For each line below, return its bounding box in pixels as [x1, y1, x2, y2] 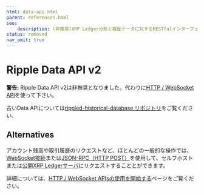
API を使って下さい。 [6, 91, 58, 99]
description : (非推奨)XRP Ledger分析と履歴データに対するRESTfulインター [17, 25, 190, 32]
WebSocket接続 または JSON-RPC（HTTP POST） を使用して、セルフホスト [6, 154, 194, 161]
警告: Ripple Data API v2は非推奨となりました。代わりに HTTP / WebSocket [6, 84, 194, 91]
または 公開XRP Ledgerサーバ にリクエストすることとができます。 [6, 162, 169, 169]
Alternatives [6, 130, 55, 140]
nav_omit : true [6, 37, 45, 43]
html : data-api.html [6, 8, 59, 15]
